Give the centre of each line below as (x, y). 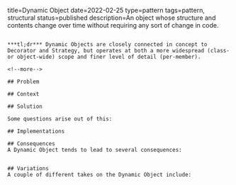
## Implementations (36, 131)
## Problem (23, 82)
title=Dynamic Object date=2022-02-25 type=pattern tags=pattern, (106, 10)
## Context (23, 94)
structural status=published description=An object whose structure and (112, 18)
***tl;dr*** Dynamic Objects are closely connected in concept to (107, 45)
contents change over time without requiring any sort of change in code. (113, 25)
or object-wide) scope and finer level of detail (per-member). (104, 57)
